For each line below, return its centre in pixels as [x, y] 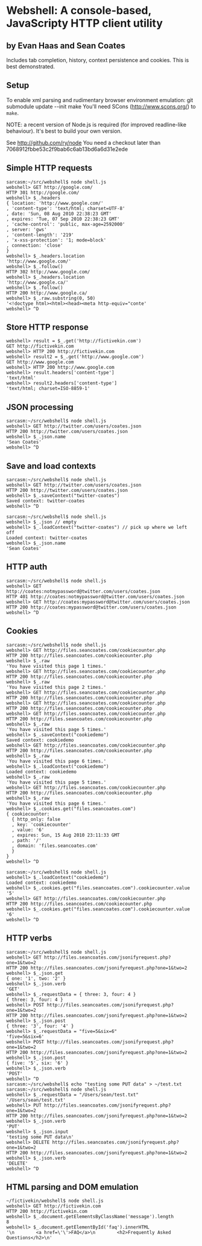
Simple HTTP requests [49, 168]
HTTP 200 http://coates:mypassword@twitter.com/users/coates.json [91, 607]
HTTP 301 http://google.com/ [43, 193]
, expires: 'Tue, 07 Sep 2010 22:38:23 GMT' [63, 219]
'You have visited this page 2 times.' [56, 687]
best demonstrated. [31, 66]
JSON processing [40, 407]
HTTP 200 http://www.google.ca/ [47, 293]
